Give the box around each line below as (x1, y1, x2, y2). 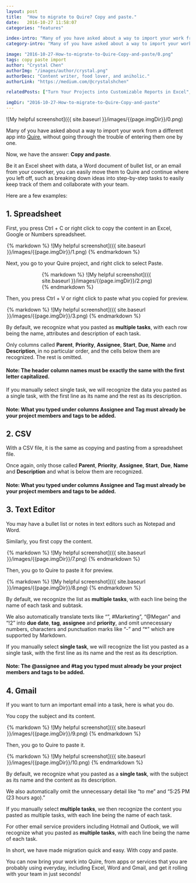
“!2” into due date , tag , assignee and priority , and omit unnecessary (6, 619, 172, 626)
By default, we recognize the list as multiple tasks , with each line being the (6, 595, 187, 602)
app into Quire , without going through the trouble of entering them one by (6, 133, 183, 140)
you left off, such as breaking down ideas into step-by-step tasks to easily (6, 175, 184, 181)
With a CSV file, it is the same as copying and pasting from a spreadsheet (6, 444, 183, 451)
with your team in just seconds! (6, 871, 82, 878)
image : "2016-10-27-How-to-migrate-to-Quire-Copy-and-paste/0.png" (6, 51, 174, 57)
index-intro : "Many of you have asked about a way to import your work (6, 36, 184, 42)
